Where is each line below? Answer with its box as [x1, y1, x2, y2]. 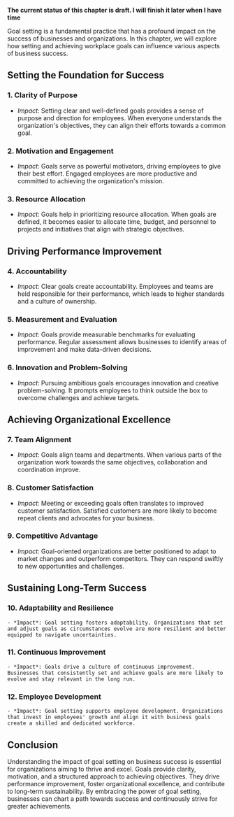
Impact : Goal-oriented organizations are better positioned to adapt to [17, 547, 217, 555]
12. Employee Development [7, 692, 101, 702]
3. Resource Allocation [7, 194, 86, 204]
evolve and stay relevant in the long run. [7, 675, 136, 683]
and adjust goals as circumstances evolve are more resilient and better [7, 625, 227, 632]
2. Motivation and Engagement [7, 146, 114, 156]
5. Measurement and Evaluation [7, 314, 117, 324]
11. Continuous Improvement [7, 647, 106, 657]
